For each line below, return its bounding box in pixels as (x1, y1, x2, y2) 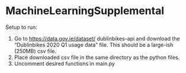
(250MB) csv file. (14, 47, 57, 54)
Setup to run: (5, 24, 38, 31)
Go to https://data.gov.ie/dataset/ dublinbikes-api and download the (14, 35, 180, 42)
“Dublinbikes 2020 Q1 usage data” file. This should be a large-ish (14, 41, 174, 48)
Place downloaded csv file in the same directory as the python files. (14, 54, 180, 61)
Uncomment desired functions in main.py (14, 60, 115, 67)
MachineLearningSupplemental (5, 4, 164, 18)
